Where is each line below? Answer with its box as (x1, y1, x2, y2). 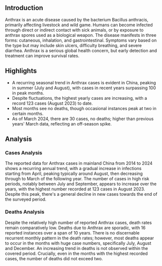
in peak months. (12, 90, 44, 96)
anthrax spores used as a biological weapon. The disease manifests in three (5, 32, 157, 38)
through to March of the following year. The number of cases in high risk (5, 176, 149, 182)
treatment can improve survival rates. (5, 53, 80, 59)
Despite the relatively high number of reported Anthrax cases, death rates (5, 219, 152, 225)
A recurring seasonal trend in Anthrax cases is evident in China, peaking (12, 79, 156, 85)
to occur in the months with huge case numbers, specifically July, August (5, 240, 151, 246)
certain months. (12, 110, 44, 116)
